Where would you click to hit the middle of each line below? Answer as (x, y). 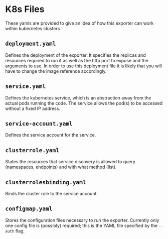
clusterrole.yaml (32, 150)
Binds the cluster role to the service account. (52, 194)
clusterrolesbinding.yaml (46, 182)
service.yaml (26, 86)
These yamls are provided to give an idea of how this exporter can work (79, 23)
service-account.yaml (39, 123)
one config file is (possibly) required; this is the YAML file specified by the (81, 225)
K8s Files (25, 9)
